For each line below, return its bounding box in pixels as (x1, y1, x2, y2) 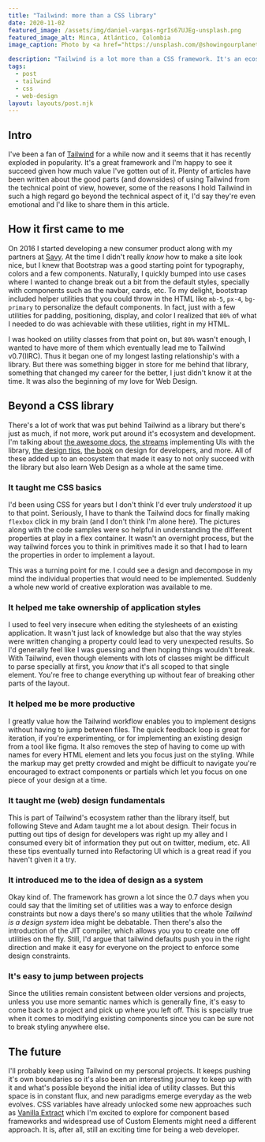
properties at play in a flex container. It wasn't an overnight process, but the (8, 533, 255, 543)
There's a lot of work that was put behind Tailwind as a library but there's (8, 420, 246, 430)
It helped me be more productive (8, 698, 136, 709)
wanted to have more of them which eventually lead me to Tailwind (8, 343, 226, 352)
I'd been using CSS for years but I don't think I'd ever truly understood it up (8, 499, 252, 509)
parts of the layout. (8, 678, 70, 688)
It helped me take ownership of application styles (8, 602, 201, 613)
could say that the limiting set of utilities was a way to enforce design (8, 901, 233, 911)
